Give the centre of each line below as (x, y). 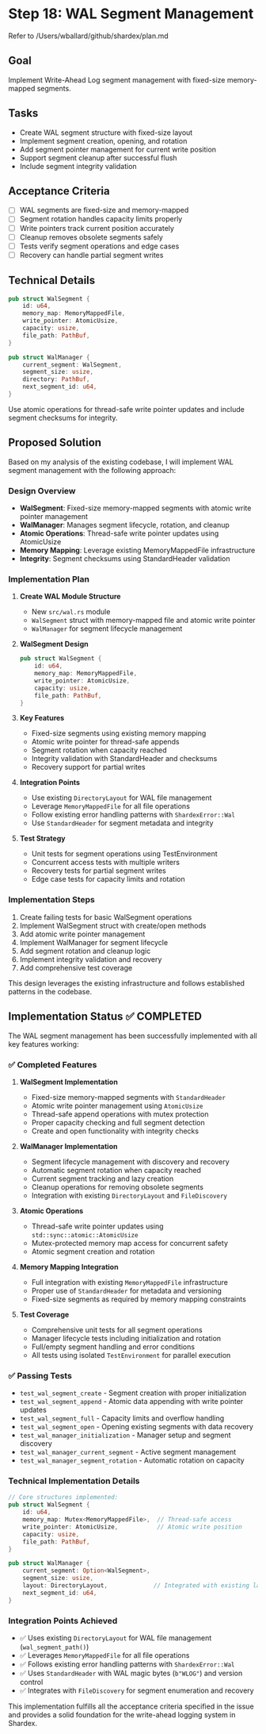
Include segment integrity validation (78, 166)
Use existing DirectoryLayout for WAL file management (122, 798)
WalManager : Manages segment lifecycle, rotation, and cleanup (124, 525)
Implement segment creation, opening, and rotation (103, 140)
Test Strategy (42, 839)
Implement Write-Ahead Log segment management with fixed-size (117, 79)
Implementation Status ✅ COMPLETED (105, 1017)
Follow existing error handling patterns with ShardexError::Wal (133, 815)
